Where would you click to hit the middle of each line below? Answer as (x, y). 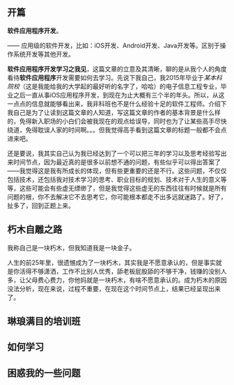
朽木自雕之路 (35, 229)
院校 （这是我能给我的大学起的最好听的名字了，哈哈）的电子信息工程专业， (114, 86)
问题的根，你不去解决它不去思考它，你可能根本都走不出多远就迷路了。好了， (117, 196)
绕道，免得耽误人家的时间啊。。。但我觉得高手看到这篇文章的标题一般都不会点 (117, 129)
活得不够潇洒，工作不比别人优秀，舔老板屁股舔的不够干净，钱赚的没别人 (123, 271)
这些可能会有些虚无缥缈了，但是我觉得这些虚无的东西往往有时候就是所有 (123, 188)
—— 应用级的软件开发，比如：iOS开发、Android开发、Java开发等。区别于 (114, 45)
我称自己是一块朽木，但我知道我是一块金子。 (71, 248)
